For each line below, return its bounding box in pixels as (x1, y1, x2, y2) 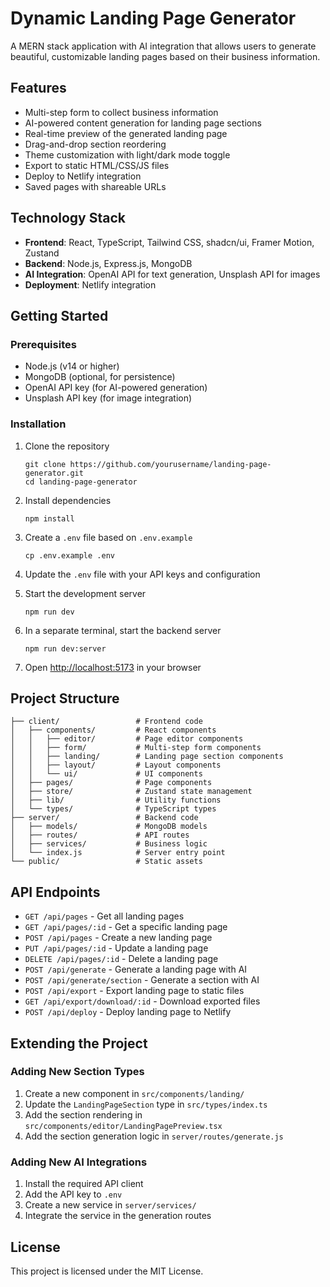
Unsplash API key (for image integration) (24, 392, 193, 404)
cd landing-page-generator (24, 477, 138, 487)
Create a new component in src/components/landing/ (24, 1087, 245, 1099)
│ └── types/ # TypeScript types (10, 804, 217, 814)
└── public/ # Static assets (10, 857, 203, 867)
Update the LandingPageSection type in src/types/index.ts (24, 1098, 268, 1110)
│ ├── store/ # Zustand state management (10, 787, 253, 797)
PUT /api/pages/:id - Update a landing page (24, 942, 209, 954)
